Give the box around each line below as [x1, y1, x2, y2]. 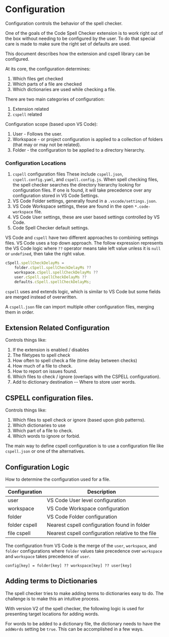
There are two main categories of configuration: [5, 96, 105, 102]
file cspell [8, 530, 31, 537]
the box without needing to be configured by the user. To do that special [5, 35, 155, 41]
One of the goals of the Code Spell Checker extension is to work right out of [5, 30, 163, 36]
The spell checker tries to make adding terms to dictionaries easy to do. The [5, 590, 164, 596]
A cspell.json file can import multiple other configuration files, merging [5, 303, 154, 309]
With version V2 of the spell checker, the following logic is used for [5, 605, 145, 611]
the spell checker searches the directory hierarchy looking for [12, 182, 141, 188]
